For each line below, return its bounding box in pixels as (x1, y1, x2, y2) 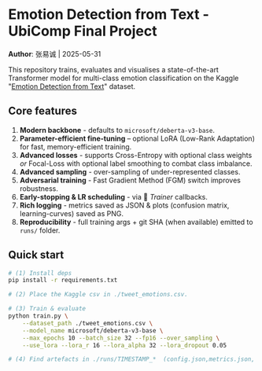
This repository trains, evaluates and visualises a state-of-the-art (8, 64, 219, 74)
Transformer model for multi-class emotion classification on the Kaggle (8, 73, 239, 83)
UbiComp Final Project (8, 22, 157, 40)
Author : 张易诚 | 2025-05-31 (8, 49, 101, 58)
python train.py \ (8, 312, 68, 320)
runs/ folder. (19, 226, 61, 235)
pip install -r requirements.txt (8, 277, 118, 285)
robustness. (19, 183, 59, 193)
